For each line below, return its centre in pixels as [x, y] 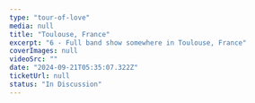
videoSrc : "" [34, 59]
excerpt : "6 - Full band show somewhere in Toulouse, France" [128, 43]
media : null [31, 26]
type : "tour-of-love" [50, 17]
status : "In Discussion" [56, 84]
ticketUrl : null [40, 76]
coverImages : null [44, 51]
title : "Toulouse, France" [60, 34]
